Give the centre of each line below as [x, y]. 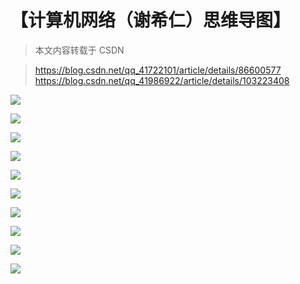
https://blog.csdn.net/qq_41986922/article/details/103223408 [162, 80]
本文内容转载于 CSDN [79, 50]
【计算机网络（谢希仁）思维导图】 [151, 20]
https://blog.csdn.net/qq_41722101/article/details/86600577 [158, 70]
